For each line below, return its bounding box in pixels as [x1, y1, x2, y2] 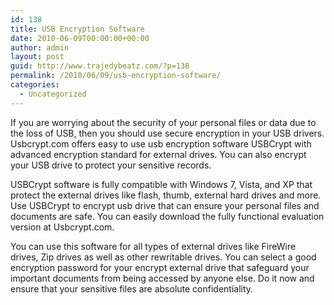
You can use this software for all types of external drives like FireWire [10, 240, 297, 252]
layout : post [10, 52, 65, 62]
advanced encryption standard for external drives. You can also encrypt [10, 148, 307, 160]
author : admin [10, 42, 70, 53]
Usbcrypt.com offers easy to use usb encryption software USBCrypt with [10, 137, 312, 150]
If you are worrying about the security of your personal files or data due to [10, 116, 317, 128]
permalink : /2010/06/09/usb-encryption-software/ [10, 71, 222, 81]
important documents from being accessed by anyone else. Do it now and [10, 272, 315, 284]
